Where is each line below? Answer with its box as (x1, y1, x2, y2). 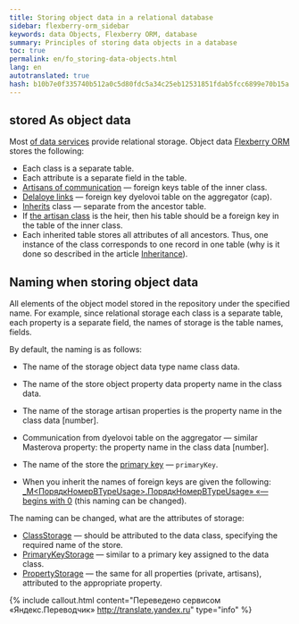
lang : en (9, 63, 42, 72)
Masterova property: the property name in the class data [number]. (21, 442, 270, 452)
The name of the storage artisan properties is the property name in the (21, 406, 283, 417)
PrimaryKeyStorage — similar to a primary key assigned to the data (21, 549, 270, 560)
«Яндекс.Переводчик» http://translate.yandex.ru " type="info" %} (9, 604, 253, 615)
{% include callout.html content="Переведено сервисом (9, 595, 221, 606)
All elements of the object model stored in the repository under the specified (9, 299, 290, 309)
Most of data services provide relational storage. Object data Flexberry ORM (9, 136, 290, 148)
